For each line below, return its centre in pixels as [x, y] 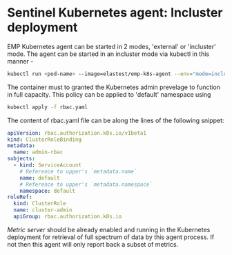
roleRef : [20, 197]
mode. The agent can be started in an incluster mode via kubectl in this [108, 54]
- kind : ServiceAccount [47, 165]
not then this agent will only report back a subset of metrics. [93, 244]
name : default [40, 178]
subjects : [21, 159]
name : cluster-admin [43, 210]
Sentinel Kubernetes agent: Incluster [115, 13]
